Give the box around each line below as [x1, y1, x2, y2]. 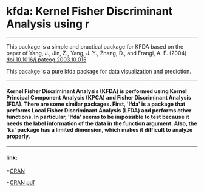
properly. [6, 132, 30, 140]
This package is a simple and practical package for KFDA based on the [6, 43, 184, 50]
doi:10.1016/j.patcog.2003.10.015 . [6, 56, 88, 63]
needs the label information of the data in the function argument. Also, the [6, 120, 197, 127]
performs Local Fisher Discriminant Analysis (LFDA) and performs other [6, 106, 192, 114]
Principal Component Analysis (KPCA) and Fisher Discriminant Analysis [6, 94, 191, 101]
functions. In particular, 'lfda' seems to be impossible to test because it [6, 113, 189, 120]
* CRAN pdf [6, 179, 35, 187]
